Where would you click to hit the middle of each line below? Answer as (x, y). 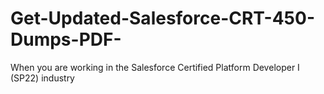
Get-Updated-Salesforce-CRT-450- (163, 18)
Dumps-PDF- (66, 39)
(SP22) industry (42, 78)
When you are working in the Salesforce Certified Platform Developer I (155, 67)
